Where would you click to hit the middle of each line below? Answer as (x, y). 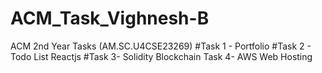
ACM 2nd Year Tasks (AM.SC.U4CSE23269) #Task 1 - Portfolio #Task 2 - (161, 46)
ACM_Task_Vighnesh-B (110, 18)
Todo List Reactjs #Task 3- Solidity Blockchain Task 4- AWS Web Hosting (161, 56)
